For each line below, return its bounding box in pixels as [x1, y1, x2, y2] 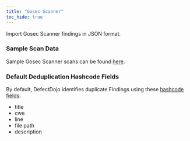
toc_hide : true [6, 14, 43, 20]
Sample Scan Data [6, 44, 59, 53]
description [14, 128, 42, 135]
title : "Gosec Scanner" [6, 8, 64, 15]
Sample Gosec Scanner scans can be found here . [6, 58, 125, 65]
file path [14, 122, 35, 129]
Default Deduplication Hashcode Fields [6, 73, 119, 81]
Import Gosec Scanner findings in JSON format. [6, 30, 121, 37]
